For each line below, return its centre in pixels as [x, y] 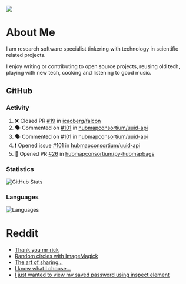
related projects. [26, 55]
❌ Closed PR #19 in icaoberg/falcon [58, 121]
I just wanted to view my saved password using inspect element [92, 275]
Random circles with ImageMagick [56, 256]
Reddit [22, 234]
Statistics [20, 169]
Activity [18, 108]
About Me [31, 33]
